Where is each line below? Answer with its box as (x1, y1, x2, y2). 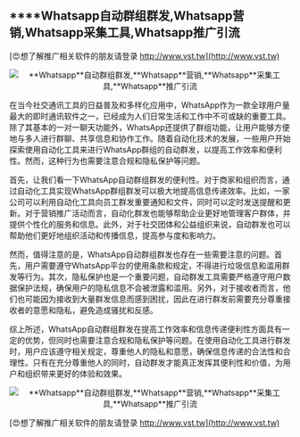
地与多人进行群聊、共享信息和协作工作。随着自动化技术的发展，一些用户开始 (9, 133, 291, 144)
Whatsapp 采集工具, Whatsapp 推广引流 (25, 25, 241, 40)
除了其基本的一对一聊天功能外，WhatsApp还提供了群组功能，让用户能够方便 (9, 121, 290, 132)
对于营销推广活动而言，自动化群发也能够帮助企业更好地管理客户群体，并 (24, 208, 291, 218)
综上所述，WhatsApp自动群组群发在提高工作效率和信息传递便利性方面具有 (9, 324, 283, 334)
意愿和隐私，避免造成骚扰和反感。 (32, 304, 158, 315)
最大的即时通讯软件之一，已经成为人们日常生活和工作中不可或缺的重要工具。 (9, 111, 291, 121)
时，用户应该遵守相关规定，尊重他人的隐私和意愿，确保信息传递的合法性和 (9, 346, 283, 357)
